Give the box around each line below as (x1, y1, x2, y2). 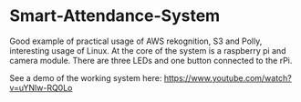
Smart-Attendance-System (9, 5, 221, 26)
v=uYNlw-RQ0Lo (9, 82, 73, 93)
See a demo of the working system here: (9, 72, 162, 83)
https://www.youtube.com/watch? (163, 72, 292, 83)
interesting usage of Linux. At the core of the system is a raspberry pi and (9, 45, 286, 56)
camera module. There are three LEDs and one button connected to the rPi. (9, 55, 293, 66)
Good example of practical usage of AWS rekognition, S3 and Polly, (9, 36, 263, 46)
